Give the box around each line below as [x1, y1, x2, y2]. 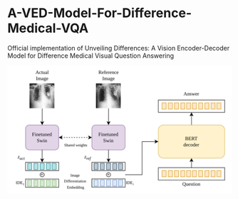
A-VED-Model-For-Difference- [7, 5, 192, 21]
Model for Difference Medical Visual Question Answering [7, 51, 175, 60]
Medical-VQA [7, 20, 89, 36]
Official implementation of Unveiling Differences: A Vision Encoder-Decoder [7, 44, 230, 52]
